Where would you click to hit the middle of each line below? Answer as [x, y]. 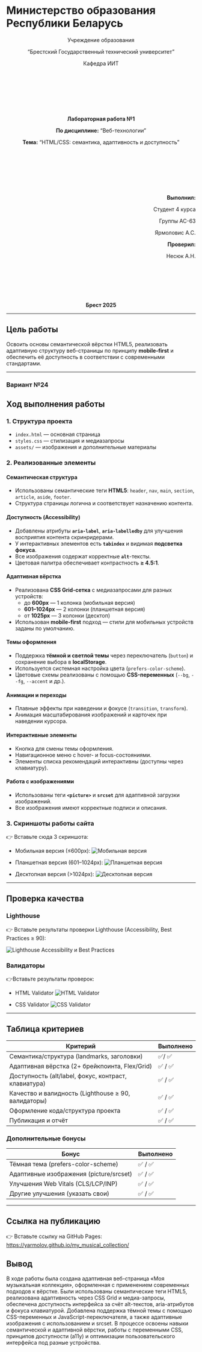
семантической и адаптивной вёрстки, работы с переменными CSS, [95, 1330]
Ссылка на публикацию [54, 1221]
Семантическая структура [42, 477]
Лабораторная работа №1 [101, 119]
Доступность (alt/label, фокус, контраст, [68, 1076]
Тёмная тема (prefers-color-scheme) [64, 1164]
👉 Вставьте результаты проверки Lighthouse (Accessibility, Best [89, 929]
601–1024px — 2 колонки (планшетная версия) [84, 609]
